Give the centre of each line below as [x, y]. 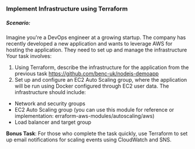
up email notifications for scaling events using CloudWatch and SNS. [89, 140]
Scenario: [18, 23]
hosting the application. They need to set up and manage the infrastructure [97, 50]
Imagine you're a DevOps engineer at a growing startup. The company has [96, 37]
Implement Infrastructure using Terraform [67, 9]
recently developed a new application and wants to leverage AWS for [89, 43]
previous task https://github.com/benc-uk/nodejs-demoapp [87, 73]
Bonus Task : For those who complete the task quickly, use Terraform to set [97, 133]
